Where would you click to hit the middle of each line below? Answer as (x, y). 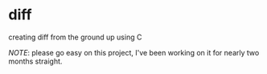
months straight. (35, 61)
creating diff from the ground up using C (75, 37)
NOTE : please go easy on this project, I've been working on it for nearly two (134, 52)
